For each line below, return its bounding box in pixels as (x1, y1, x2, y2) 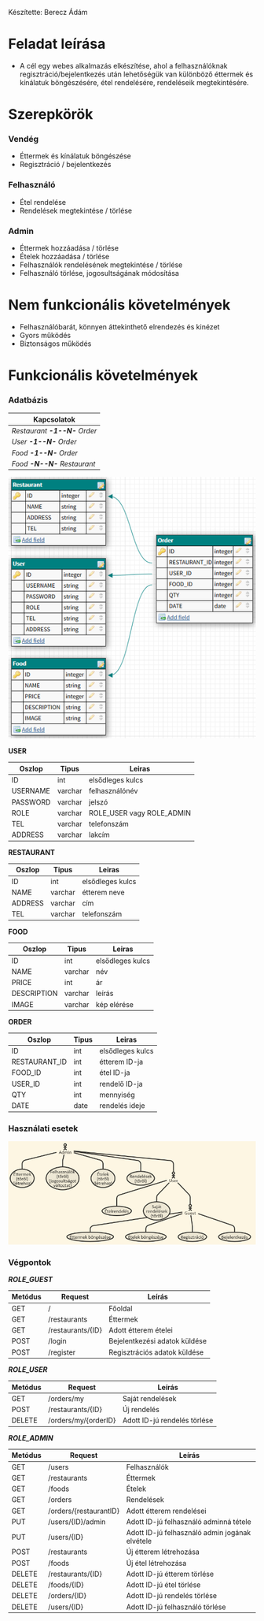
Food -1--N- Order (11, 448, 79, 457)
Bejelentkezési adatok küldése (108, 1337, 207, 1346)
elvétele (126, 1537, 152, 1546)
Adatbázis (8, 395, 49, 406)
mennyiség (99, 1090, 135, 1099)
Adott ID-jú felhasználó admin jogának (126, 1528, 251, 1537)
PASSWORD (11, 797, 51, 807)
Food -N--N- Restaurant (11, 459, 96, 468)
